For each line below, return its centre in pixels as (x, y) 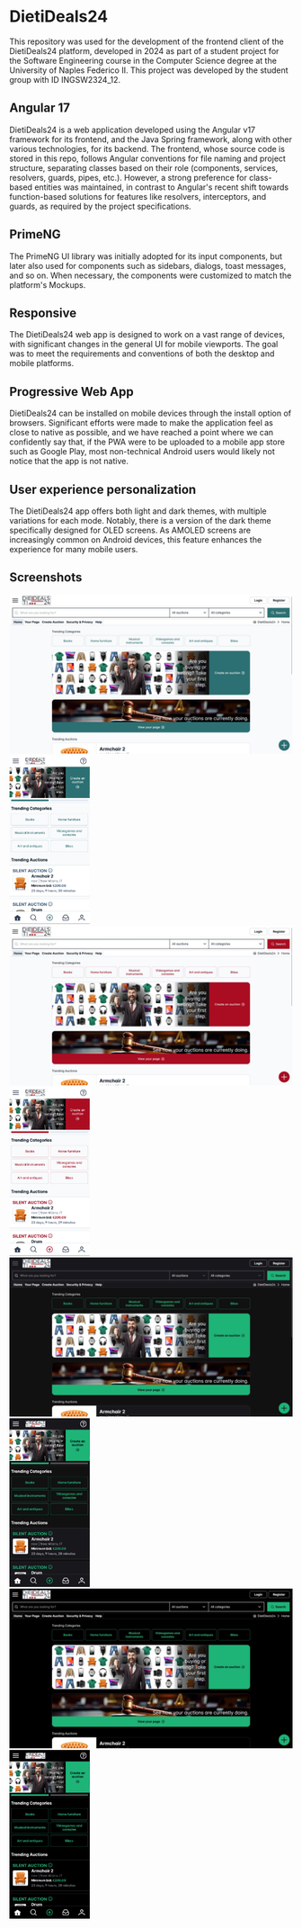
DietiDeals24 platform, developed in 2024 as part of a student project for (144, 50)
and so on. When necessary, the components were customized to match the (151, 275)
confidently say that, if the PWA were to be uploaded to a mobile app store (147, 442)
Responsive (43, 313)
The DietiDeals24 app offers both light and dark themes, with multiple (138, 511)
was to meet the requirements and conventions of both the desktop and (142, 354)
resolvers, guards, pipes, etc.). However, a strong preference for (128, 177)
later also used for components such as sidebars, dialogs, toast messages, (148, 265)
